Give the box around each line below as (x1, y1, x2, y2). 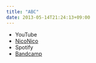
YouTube (14, 31, 37, 38)
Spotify (14, 43, 33, 51)
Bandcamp (14, 50, 42, 57)
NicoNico (14, 37, 39, 44)
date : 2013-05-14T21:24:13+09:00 (6, 14, 91, 20)
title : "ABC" (6, 8, 39, 15)
